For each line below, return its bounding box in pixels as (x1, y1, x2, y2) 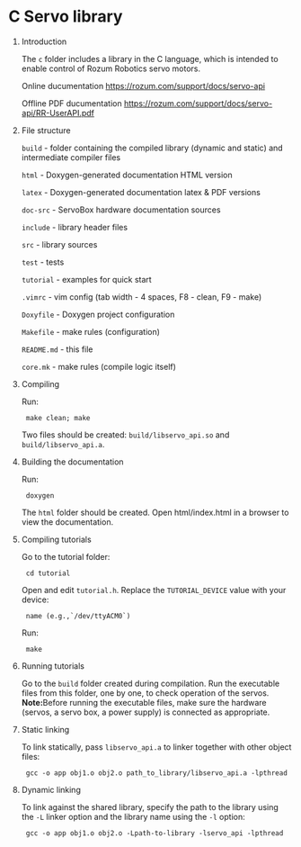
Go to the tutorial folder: (21, 551, 111, 562)
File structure (21, 124, 71, 136)
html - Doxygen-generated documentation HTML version (21, 169, 233, 180)
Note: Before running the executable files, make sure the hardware (21, 697, 267, 707)
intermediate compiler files (21, 151, 121, 163)
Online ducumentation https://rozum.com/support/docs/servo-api (21, 80, 266, 91)
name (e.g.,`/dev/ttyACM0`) (25, 611, 131, 620)
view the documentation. (21, 516, 114, 527)
